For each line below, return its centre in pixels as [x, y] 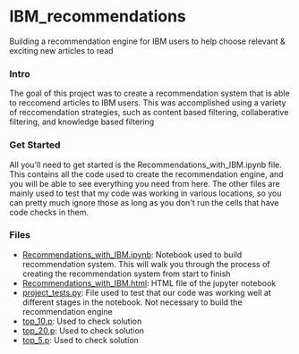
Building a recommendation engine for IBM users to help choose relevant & [148, 41]
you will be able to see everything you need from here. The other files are [145, 183]
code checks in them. [49, 212]
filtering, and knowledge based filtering [82, 122]
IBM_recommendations [98, 17]
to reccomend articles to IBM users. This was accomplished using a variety [148, 103]
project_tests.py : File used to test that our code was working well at [146, 292]
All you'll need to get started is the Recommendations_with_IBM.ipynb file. [145, 164]
